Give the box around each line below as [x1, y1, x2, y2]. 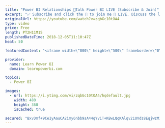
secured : [5, 116, 23, 121]
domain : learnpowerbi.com [9, 66, 63, 71]
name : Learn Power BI [9, 62, 54, 66]
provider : [5, 57, 26, 62]
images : [5, 89, 21, 94]
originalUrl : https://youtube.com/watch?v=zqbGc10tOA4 [5, 16, 120, 21]
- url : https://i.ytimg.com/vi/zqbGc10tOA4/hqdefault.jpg [9, 93, 131, 98]
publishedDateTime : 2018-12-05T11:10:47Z [5, 35, 91, 40]
